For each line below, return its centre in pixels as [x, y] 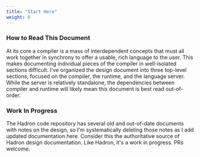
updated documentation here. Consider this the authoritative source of [93, 136]
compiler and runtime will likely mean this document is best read [85, 89]
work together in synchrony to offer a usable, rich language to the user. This [100, 57]
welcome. [18, 149]
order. [13, 95]
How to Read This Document [48, 38]
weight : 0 [19, 17]
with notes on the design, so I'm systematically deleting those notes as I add [100, 130]
